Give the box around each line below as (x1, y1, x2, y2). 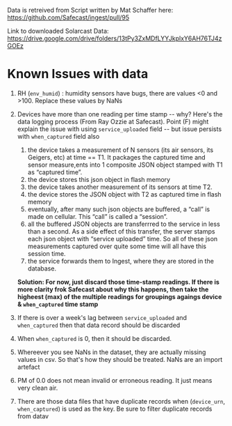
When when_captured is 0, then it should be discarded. (17, 334, 172, 342)
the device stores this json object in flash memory (27, 175, 171, 183)
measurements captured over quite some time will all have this (27, 242, 207, 250)
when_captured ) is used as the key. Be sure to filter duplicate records (17, 404, 213, 413)
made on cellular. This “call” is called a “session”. (27, 212, 168, 220)
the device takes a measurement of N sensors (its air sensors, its (27, 146, 214, 154)
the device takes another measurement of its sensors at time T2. (27, 183, 213, 191)
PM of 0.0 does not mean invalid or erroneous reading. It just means (17, 376, 213, 384)
